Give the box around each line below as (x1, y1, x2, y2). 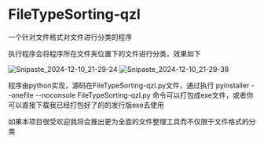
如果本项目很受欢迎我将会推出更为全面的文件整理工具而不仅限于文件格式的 (8, 116, 249, 126)
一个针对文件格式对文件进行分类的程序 (8, 32, 132, 41)
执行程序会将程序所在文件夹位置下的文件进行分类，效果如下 (8, 48, 201, 58)
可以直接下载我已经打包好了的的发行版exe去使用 (8, 100, 165, 109)
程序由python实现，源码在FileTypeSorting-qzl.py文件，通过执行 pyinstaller (8, 80, 250, 90)
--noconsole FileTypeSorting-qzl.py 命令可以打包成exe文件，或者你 (35, 90, 254, 99)
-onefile (8, 90, 34, 99)
